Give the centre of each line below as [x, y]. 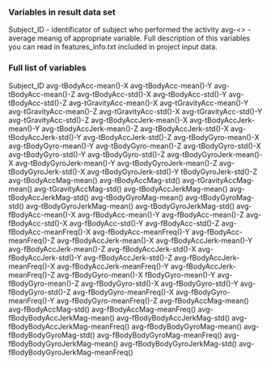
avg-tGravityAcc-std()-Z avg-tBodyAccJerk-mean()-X [98, 120]
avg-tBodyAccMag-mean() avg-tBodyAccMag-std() [94, 180]
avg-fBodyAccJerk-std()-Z [128, 257]
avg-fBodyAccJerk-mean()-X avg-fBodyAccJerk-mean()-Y [155, 240]
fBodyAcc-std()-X [38, 223]
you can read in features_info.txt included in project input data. [113, 47]
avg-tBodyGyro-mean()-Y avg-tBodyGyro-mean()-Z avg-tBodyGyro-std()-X [135, 146]
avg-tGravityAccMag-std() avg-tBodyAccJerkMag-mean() [131, 189]
